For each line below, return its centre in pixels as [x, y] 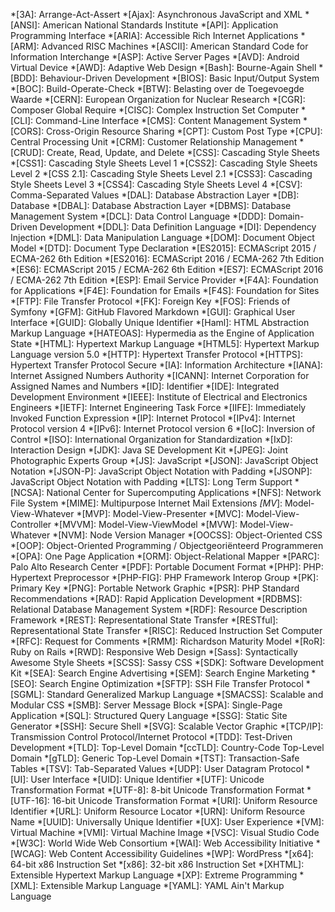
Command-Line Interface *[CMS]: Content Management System [168, 120]
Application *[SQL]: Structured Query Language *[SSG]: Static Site [149, 715]
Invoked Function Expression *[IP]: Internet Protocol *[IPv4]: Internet [153, 418]
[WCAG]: [28, 853]
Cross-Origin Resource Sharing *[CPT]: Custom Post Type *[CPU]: [184, 131]
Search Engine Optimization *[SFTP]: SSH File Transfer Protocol [171, 683]
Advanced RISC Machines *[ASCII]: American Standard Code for [175, 46]
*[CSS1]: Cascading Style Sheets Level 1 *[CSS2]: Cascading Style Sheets [164, 163]
